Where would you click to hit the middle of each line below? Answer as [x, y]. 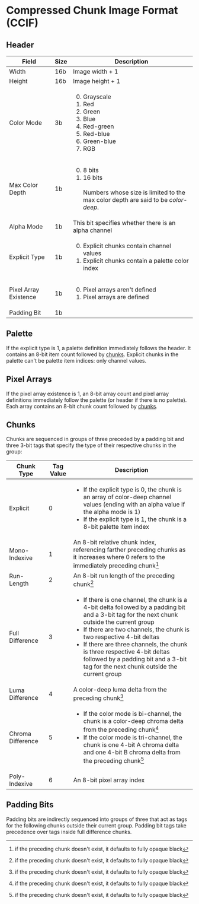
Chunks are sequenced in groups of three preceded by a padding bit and [95, 439]
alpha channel [93, 230]
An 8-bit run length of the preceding [124, 575]
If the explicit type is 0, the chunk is [132, 490]
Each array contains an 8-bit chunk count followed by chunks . [82, 406]
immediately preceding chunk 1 [116, 565]
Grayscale [97, 97]
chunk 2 [84, 583]
